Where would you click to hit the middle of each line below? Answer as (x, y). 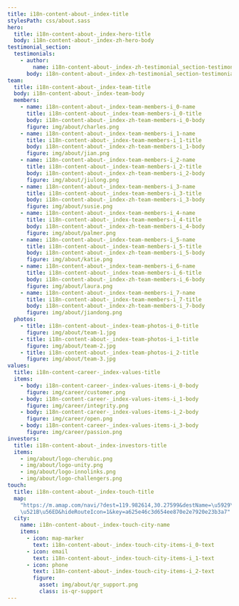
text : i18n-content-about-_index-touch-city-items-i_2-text (124, 572)
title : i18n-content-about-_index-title (68, 14)
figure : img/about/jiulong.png (73, 180)
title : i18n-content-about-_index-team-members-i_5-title (114, 246)
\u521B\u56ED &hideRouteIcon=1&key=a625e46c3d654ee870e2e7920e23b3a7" (126, 512)
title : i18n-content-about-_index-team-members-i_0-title (114, 113)
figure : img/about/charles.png (73, 127)
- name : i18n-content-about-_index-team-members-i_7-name (108, 293)
